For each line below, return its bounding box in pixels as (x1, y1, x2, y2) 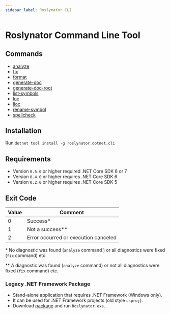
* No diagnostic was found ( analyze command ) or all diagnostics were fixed (5, 247, 165, 253)
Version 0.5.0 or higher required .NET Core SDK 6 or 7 (12, 168, 127, 175)
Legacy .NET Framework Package (5, 280, 91, 288)
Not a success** (27, 226, 68, 233)
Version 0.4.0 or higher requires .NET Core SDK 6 (12, 174, 118, 180)
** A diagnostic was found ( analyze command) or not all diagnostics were (5, 263, 160, 269)
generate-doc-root (12, 84, 52, 91)
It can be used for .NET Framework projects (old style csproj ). (12, 297, 144, 303)
